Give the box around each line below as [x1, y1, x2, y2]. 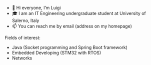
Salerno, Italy [11, 17, 39, 23]
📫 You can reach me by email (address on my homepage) [11, 23, 132, 29]
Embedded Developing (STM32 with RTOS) [11, 50, 101, 55]
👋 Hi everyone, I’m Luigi [11, 5, 61, 10]
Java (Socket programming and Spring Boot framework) [11, 44, 128, 50]
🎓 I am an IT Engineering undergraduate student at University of [11, 10, 146, 16]
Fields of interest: [4, 35, 41, 40]
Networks [11, 55, 32, 61]
